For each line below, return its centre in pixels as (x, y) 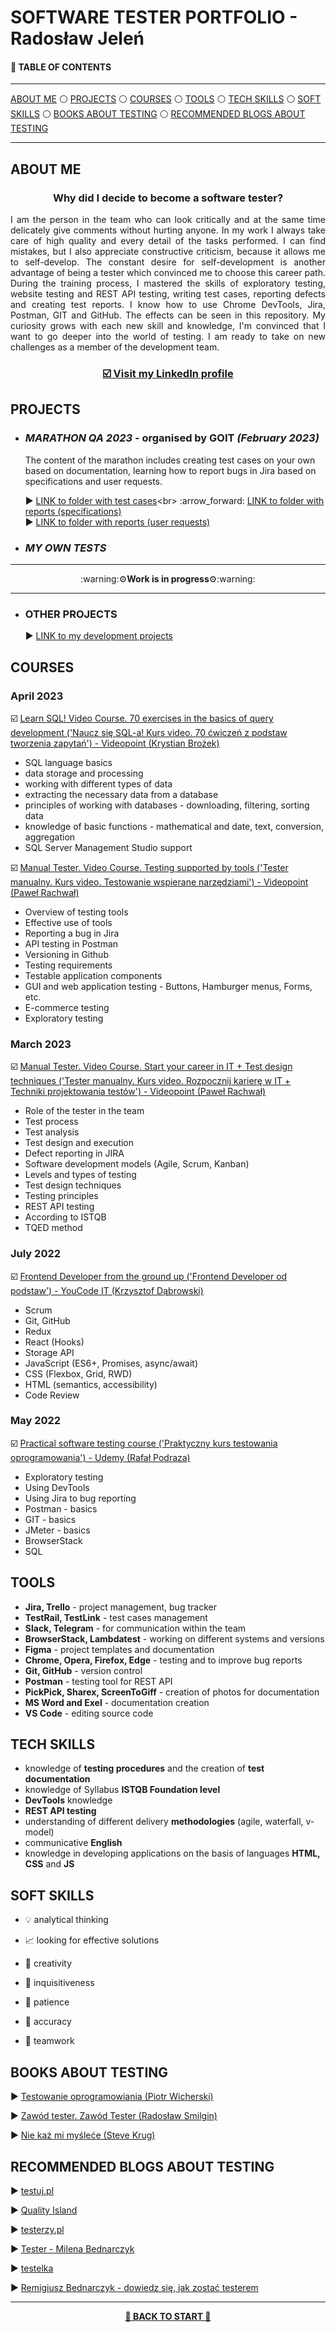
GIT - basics (50, 1519)
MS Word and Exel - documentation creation (117, 1702)
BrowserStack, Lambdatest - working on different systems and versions (174, 1638)
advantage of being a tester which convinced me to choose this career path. (168, 273)
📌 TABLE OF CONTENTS (61, 67)
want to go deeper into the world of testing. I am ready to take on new (168, 337)
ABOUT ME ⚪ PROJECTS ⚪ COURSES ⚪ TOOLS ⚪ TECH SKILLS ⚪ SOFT (166, 99)
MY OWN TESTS (65, 548)
